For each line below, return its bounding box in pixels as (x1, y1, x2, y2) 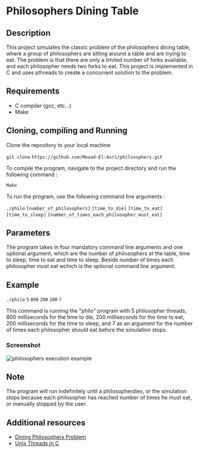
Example (6, 280, 39, 290)
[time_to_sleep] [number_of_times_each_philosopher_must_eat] (6, 211, 163, 218)
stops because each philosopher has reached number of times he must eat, (6, 394, 192, 401)
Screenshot (6, 341, 41, 350)
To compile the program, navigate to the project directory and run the (6, 164, 176, 172)
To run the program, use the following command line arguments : (6, 192, 166, 200)
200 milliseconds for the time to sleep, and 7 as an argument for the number (6, 320, 194, 327)
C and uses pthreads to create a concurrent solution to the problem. (6, 69, 173, 76)
